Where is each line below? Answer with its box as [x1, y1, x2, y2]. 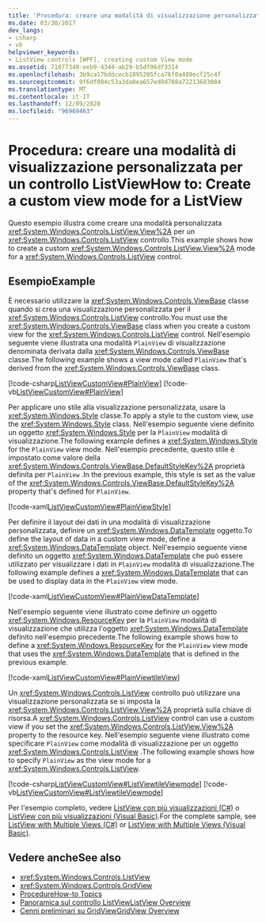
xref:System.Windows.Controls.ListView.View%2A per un [8, 227, 196, 236]
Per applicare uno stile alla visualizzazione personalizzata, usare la [8, 402, 226, 412]
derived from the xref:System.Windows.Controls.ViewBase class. [8, 363, 220, 372]
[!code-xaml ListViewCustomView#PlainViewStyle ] [8, 502, 172, 511]
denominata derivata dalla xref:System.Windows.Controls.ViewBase [8, 346, 230, 356]
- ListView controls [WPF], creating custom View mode [8, 56, 193, 64]
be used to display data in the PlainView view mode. [8, 576, 178, 585]
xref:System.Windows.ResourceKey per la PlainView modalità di [8, 615, 217, 624]
